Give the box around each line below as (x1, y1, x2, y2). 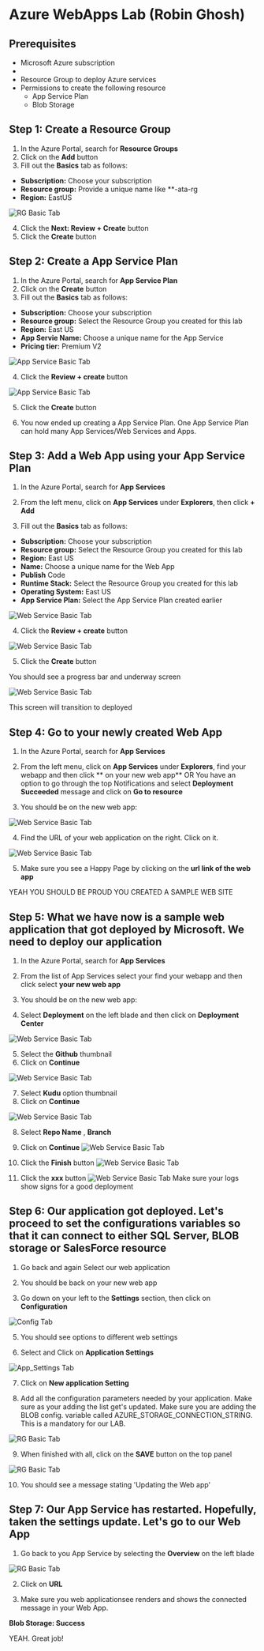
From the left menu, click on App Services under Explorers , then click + (20, 498, 255, 507)
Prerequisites (9, 37, 76, 51)
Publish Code (20, 571, 65, 580)
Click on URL (20, 1579, 63, 1589)
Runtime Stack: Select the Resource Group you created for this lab (20, 579, 239, 588)
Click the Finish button (20, 1158, 95, 1167)
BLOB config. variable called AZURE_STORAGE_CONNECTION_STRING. (20, 1410, 253, 1419)
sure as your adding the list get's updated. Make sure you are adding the (20, 1401, 257, 1412)
